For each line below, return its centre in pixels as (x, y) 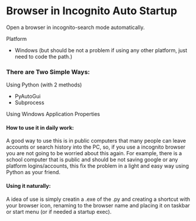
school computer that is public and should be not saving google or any (92, 160)
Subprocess (29, 103)
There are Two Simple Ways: (48, 72)
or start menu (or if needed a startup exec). (59, 212)
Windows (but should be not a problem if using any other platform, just (101, 50)
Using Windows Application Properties (53, 114)
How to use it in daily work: (40, 127)
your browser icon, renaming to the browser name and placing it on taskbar (98, 205)
